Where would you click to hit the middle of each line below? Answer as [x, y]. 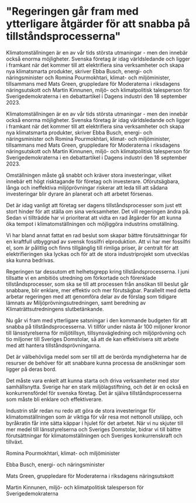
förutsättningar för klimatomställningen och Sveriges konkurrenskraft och [94, 436]
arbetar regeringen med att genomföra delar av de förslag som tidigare [92, 296]
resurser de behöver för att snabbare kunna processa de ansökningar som [96, 363]
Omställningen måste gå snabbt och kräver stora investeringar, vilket [89, 175]
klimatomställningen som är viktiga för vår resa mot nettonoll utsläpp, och [94, 417]
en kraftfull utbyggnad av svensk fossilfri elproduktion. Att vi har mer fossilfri [98, 241]
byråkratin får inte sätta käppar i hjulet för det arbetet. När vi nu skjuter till [94, 423]
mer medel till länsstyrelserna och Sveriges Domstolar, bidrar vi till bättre [94, 429]
